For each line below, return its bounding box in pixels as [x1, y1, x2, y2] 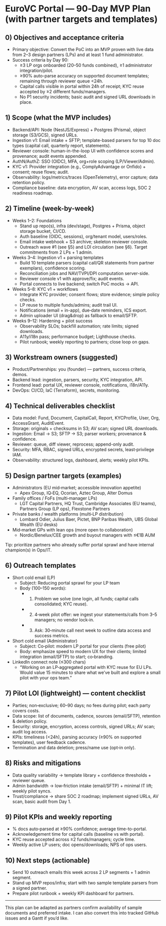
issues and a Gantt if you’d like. [5, 915, 69, 921]
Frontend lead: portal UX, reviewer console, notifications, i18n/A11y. [12, 382, 149, 388]
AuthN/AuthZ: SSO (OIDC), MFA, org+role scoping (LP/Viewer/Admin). [12, 158, 156, 164]
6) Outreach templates [5, 561, 76, 570]
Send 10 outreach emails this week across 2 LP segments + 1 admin [12, 869, 151, 875]
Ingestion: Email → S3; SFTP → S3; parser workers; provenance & [12, 431, 147, 437]
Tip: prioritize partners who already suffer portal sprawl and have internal [5, 542, 154, 548]
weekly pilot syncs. [12, 788, 52, 794]
